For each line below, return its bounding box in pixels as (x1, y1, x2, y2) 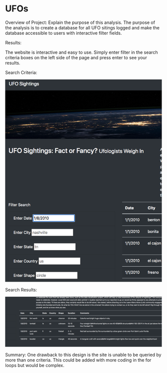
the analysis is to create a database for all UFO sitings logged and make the (5, 24, 160, 30)
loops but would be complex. (5, 362, 65, 368)
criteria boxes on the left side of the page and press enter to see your (5, 54, 148, 60)
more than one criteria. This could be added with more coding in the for (5, 357, 152, 363)
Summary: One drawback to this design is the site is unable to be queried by (5, 352, 162, 358)
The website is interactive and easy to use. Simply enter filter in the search (5, 49, 158, 55)
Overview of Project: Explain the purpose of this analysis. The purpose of (5, 19, 156, 25)
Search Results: (5, 287, 37, 293)
